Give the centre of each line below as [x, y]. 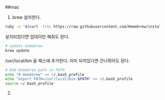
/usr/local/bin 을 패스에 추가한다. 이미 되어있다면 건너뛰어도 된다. [68, 61]
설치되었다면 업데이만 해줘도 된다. [37, 36]
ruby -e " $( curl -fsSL [28, 27]
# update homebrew [24, 46]
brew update [17, 50]
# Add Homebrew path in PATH [35, 70]
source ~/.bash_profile [29, 84]
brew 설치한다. [27, 17]
